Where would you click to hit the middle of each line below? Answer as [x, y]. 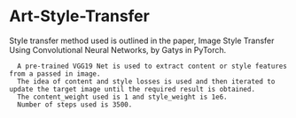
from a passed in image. [55, 74]
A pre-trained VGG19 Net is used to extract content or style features [152, 66]
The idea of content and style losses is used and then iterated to [146, 81]
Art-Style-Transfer [80, 16]
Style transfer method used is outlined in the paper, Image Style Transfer [142, 41]
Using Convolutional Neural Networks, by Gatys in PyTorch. [118, 49]
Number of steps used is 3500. [75, 104]
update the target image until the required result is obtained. [132, 89]
